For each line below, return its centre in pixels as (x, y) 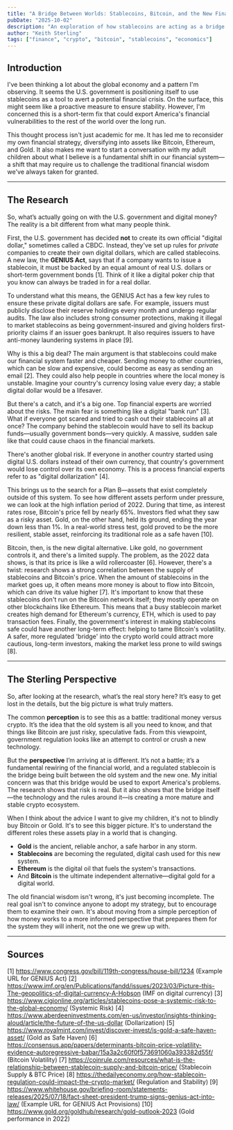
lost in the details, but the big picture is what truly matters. (90, 704)
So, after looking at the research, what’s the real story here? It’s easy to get (114, 696)
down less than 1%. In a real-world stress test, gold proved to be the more (113, 526)
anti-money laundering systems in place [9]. (70, 340)
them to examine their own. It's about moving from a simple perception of (112, 911)
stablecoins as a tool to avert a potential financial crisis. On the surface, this (115, 99)
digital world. (36, 883)
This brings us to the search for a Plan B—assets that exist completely (107, 490)
